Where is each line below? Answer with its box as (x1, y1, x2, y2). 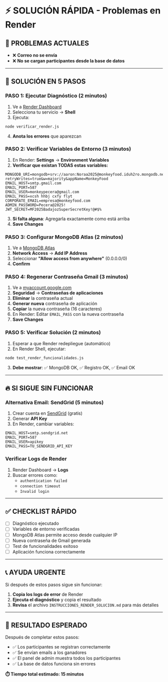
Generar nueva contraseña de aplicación (12, 301, 97, 307)
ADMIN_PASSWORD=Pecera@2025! (5, 202, 66, 208)
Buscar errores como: (12, 472, 57, 478)
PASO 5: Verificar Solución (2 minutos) (5, 329, 101, 336)
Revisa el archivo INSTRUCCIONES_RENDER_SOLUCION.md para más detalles (12, 602, 159, 608)
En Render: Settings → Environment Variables (12, 157, 109, 163)
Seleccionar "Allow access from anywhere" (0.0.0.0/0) (12, 256, 127, 262)
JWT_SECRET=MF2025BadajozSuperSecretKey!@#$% (5, 207, 101, 212)
